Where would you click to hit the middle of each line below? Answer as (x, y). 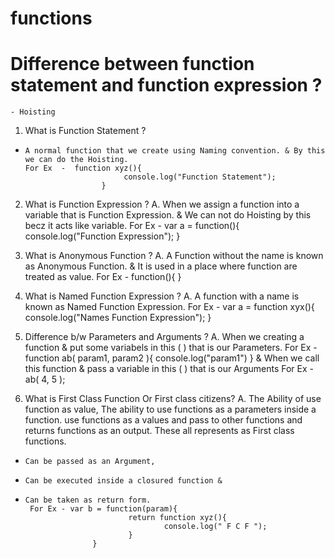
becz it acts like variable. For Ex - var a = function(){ (132, 226)
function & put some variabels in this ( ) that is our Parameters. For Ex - (171, 348)
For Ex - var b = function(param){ (103, 509)
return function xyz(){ (177, 518)
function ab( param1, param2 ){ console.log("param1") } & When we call (172, 358)
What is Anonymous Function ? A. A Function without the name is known (174, 256)
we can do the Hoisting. (76, 160)
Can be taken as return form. (88, 500)
